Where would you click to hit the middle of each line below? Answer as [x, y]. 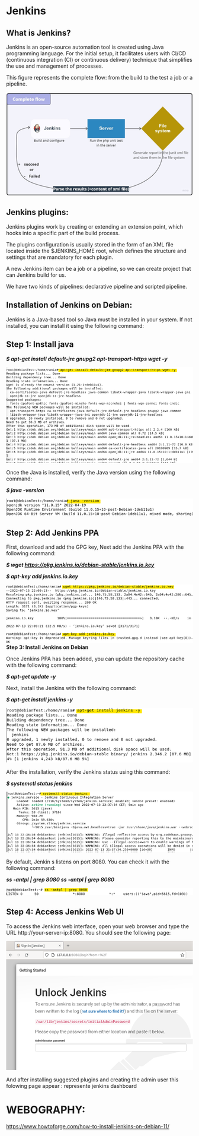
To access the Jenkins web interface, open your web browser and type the [98, 926]
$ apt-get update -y [31, 677]
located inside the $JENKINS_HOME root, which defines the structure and [96, 251]
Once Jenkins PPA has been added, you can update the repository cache [95, 659]
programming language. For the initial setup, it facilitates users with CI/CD [96, 53]
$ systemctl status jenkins [39, 784]
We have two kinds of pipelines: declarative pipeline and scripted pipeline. [97, 286]
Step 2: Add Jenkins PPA [53, 533]
